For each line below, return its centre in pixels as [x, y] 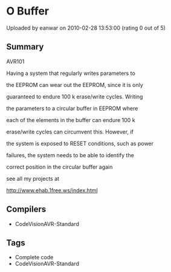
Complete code [34, 257]
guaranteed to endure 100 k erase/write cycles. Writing [75, 96]
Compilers [26, 209]
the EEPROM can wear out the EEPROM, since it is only [75, 85]
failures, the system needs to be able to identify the [70, 155]
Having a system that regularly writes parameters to [71, 73]
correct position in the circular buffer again [60, 167]
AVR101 [15, 61]
